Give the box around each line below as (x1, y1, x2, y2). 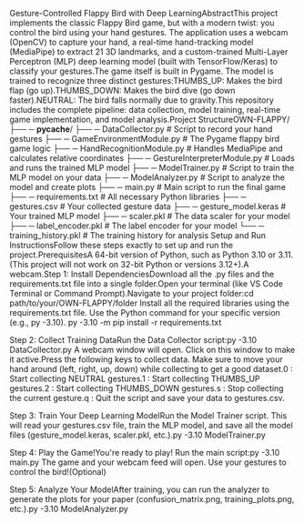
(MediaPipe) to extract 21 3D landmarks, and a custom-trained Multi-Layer (9, 46, 289, 57)
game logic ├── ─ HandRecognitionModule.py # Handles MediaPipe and (9, 143, 284, 154)
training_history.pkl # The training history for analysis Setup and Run (9, 230, 267, 240)
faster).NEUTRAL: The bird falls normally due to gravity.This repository (9, 95, 275, 106)
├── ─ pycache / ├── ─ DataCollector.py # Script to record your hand (9, 124, 273, 135)
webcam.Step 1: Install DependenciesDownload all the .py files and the (9, 268, 275, 279)
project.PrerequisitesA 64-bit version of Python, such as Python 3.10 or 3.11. (9, 249, 294, 260)
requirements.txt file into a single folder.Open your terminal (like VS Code (9, 278, 284, 289)
